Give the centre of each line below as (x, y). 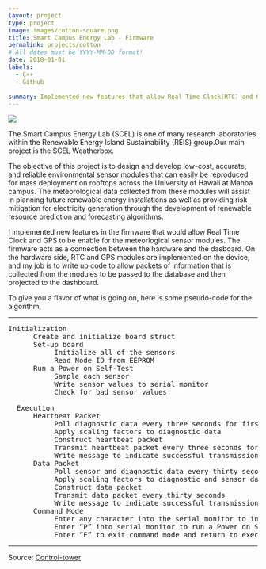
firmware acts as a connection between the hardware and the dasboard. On (132, 249)
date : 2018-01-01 (37, 60)
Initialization (38, 329)
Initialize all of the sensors (115, 353)
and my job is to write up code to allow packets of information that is (120, 265)
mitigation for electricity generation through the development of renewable (130, 208)
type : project (32, 23)
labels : (21, 67)
